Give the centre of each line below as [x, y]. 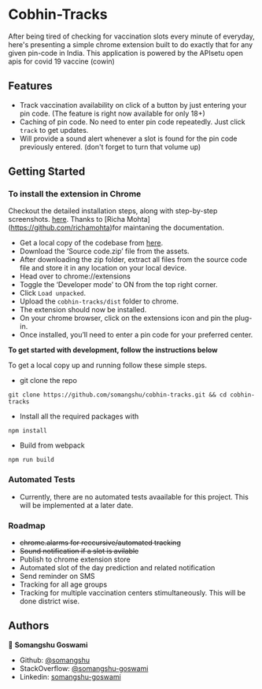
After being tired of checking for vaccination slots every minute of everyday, [132, 36]
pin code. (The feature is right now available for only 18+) [113, 113]
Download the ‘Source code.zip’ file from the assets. [105, 251]
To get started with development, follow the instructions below [113, 350]
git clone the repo [48, 381]
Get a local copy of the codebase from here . [91, 243]
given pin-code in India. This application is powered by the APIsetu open [126, 53]
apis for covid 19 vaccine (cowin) [62, 61]
